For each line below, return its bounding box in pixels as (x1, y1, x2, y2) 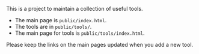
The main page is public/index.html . (14, 17, 107, 23)
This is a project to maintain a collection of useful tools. (6, 5, 143, 12)
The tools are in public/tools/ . (14, 23, 92, 30)
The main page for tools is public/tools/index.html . (14, 29, 145, 37)
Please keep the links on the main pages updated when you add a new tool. (6, 41, 194, 48)
